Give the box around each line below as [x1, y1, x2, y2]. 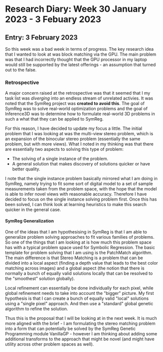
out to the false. [5, 67, 37, 73]
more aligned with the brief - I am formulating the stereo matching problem [5, 320, 156, 326]
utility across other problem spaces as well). [5, 341, 94, 347]
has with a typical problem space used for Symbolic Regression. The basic [5, 244, 155, 250]
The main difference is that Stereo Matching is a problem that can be [5, 255, 143, 261]
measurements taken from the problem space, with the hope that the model [5, 186, 157, 192]
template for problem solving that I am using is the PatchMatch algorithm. [5, 249, 153, 255]
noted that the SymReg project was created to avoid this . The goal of [5, 101, 145, 106]
